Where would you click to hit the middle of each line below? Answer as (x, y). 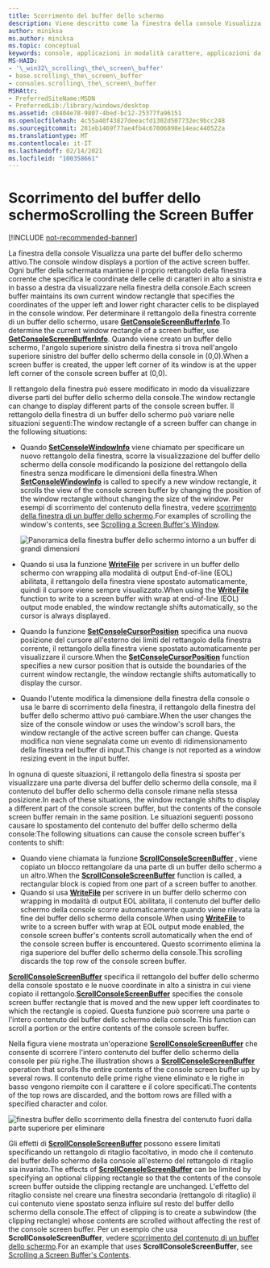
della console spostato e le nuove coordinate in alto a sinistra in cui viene (130, 986)
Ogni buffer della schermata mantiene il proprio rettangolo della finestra (127, 270)
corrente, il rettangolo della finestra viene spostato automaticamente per (140, 649)
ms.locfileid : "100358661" (54, 158)
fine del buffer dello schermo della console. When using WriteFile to (133, 918)
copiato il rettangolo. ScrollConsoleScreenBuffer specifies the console (126, 994)
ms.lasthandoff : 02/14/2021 (56, 151)
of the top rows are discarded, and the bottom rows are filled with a (120, 1095)
